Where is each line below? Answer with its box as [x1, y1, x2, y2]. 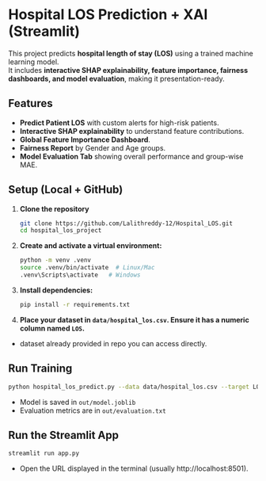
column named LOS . [19, 323, 85, 333]
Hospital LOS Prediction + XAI [8, 6, 208, 24]
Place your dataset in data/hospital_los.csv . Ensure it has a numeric [19, 315, 249, 324]
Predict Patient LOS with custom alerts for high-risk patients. [19, 117, 219, 128]
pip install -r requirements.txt [19, 300, 131, 308]
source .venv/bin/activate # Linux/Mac [19, 264, 155, 272]
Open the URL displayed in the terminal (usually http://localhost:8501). [19, 464, 249, 473]
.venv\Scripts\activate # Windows [19, 271, 141, 279]
